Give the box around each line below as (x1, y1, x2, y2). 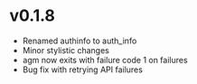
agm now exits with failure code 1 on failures (22, 54, 188, 65)
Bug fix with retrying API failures (22, 64, 143, 75)
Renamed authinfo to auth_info (22, 35, 137, 46)
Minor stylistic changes (22, 44, 110, 55)
